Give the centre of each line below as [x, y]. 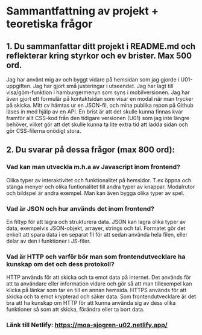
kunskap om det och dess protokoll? [60, 264]
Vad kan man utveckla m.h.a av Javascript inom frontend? [93, 167]
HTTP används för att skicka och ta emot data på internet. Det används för [99, 277]
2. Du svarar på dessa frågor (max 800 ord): [90, 150]
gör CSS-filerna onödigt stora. [44, 131]
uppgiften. [19, 86]
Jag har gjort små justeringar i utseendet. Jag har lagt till [103, 86]
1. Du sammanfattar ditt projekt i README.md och [101, 46]
